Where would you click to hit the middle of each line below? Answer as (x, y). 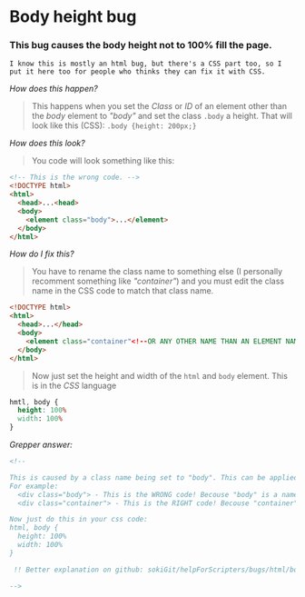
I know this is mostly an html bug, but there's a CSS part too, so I (146, 64)
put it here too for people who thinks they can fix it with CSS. (138, 72)
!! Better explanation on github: (79, 570)
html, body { (34, 528)
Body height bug (73, 17)
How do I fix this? (42, 254)
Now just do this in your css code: (79, 520)
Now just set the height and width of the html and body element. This (160, 375)
